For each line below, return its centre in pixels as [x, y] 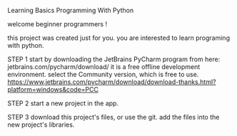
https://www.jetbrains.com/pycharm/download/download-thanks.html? [112, 82]
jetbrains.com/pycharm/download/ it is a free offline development [104, 67]
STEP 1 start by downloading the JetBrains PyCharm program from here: [114, 59]
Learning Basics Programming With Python [71, 10]
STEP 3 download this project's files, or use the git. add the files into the [114, 117]
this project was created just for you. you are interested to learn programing [119, 38]
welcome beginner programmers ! [57, 24]
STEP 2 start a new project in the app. [63, 103]
